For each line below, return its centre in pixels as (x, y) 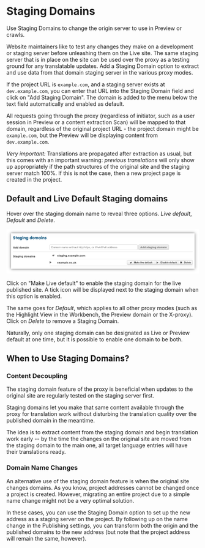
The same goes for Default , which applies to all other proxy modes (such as (102, 308)
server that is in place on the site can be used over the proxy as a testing (98, 59)
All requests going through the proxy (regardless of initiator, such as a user (101, 116)
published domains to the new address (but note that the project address (98, 532)
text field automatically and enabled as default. (65, 104)
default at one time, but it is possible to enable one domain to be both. (95, 339)
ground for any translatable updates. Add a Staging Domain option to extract (103, 66)
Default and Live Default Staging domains (87, 199)
